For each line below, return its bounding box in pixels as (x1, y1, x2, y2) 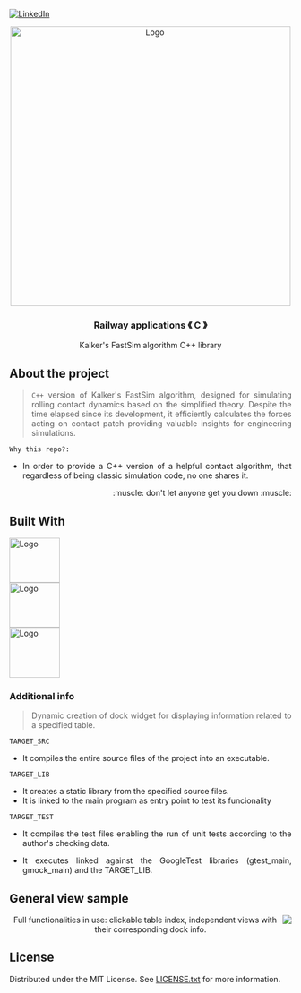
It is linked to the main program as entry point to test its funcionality (21, 795, 271, 806)
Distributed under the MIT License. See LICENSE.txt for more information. (9, 973, 281, 984)
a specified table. (30, 720, 96, 731)
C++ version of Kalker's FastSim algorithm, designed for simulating (30, 389, 292, 400)
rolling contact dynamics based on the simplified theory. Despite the (30, 399, 292, 410)
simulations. (30, 428, 76, 439)
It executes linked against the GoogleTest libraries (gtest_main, (21, 855, 292, 866)
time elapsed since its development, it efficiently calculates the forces (30, 408, 292, 420)
